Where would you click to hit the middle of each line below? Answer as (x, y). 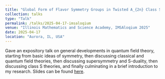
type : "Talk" (18, 19)
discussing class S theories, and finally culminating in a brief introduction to (82, 66)
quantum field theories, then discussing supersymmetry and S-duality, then (82, 61)
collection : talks (24, 14)
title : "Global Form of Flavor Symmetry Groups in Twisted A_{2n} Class (81, 10)
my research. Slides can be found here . (45, 71)
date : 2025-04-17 (23, 32)
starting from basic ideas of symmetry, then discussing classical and (74, 56)
